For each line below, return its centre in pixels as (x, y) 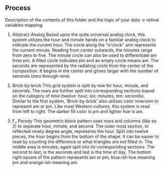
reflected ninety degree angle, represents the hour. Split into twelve (80, 131)
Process (18, 8)
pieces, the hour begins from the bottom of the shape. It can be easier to (85, 136)
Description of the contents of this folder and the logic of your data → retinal (82, 20)
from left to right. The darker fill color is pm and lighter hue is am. (78, 111)
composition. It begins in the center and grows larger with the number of (85, 71)
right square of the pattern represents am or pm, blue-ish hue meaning (83, 157)
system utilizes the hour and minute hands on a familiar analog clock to (84, 40)
